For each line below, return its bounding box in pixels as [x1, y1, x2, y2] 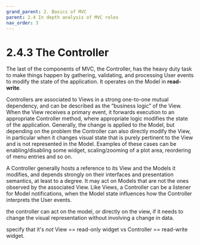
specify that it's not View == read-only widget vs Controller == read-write [6, 226, 188, 233]
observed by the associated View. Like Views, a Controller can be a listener [6, 183, 191, 191]
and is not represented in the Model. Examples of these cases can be [6, 140, 177, 148]
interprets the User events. [6, 197, 72, 204]
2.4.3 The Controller [6, 45, 109, 59]
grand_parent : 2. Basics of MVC [6, 8, 87, 15]
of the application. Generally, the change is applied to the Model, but [6, 121, 175, 128]
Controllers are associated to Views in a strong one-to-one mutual [6, 96, 169, 103]
